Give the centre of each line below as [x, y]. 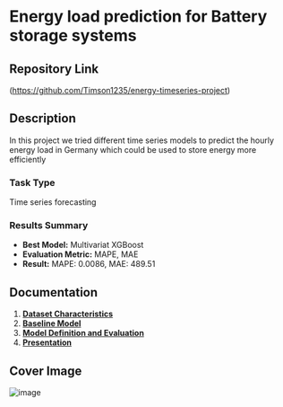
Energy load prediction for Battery [138, 17]
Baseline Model [51, 323]
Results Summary [49, 226]
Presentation [47, 342]
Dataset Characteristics [68, 314]
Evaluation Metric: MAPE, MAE [80, 254]
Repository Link [54, 69]
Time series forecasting [53, 202]
